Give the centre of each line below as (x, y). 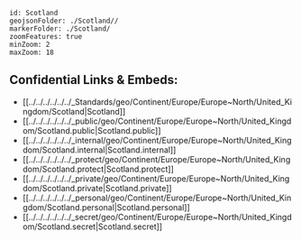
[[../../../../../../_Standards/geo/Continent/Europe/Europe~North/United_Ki (157, 102)
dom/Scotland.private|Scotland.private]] (97, 188)
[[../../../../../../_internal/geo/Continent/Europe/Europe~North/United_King (157, 140)
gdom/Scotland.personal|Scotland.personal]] (106, 207)
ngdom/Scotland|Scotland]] (74, 111)
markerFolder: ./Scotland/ (60, 29)
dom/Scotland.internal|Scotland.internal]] (99, 150)
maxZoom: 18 (32, 52)
